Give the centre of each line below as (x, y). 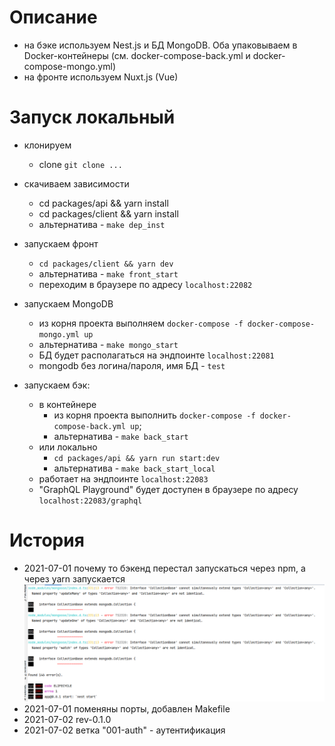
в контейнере (67, 404)
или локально (68, 447)
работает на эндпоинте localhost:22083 (123, 478)
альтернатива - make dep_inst (102, 224)
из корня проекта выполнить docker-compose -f (154, 415)
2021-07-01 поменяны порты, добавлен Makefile (127, 709)
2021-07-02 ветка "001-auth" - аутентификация (124, 730)
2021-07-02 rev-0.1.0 (67, 720)
